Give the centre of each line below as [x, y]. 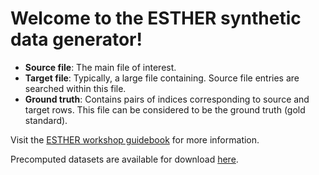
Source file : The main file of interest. [100, 67]
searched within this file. [75, 88]
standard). [46, 120]
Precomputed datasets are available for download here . [124, 159]
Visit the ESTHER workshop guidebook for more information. [135, 139]
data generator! [76, 39]
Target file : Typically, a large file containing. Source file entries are [162, 78]
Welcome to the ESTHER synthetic [156, 18]
